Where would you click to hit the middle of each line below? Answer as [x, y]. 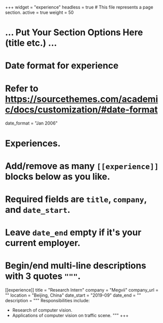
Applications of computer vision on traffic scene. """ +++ [70, 315]
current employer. [43, 243]
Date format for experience [62, 66]
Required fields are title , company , [76, 199]
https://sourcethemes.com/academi [81, 99]
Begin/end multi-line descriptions [76, 266]
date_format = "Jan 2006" [31, 123]
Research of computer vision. [42, 310]
